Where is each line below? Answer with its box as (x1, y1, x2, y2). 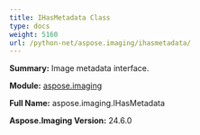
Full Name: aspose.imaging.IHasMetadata (9, 98, 165, 109)
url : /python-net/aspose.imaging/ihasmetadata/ (9, 38, 192, 48)
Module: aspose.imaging (9, 80, 103, 91)
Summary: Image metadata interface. (9, 63, 150, 74)
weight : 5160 (9, 30, 59, 39)
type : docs (9, 22, 50, 31)
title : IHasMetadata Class (9, 13, 111, 22)
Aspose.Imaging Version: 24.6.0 (9, 115, 132, 126)
